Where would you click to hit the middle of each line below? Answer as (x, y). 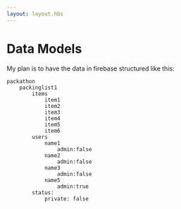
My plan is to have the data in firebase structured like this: (90, 68)
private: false (67, 198)
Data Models (44, 48)
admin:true (73, 186)
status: (43, 192)
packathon (21, 81)
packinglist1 (38, 88)
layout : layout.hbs (35, 14)
